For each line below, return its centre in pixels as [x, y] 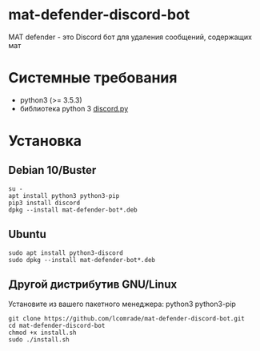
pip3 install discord [44, 203]
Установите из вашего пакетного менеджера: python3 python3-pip [122, 304]
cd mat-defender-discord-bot [57, 325]
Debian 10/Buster [52, 170]
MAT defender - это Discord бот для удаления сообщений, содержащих [130, 37]
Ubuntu [27, 234]
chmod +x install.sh [43, 333]
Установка [45, 141]
